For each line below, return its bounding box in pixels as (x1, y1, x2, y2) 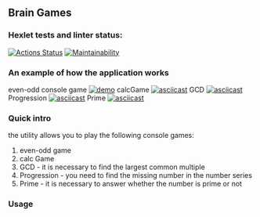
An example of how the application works (8, 67, 170, 78)
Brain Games (8, 6, 72, 20)
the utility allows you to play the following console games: (8, 131, 194, 140)
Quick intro (8, 113, 52, 124)
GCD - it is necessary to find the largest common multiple (19, 162, 205, 172)
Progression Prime (8, 93, 107, 103)
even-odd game (19, 146, 72, 155)
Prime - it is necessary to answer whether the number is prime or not (19, 179, 243, 189)
